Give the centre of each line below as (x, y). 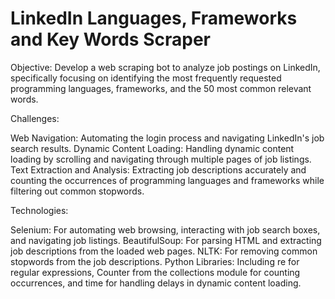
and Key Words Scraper (110, 39)
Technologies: (39, 210)
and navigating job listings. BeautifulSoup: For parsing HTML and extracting (166, 240)
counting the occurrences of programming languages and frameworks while (167, 180)
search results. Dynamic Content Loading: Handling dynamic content (152, 148)
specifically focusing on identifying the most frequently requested (146, 78)
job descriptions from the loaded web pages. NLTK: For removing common (164, 251)
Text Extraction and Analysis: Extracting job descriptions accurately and (158, 169)
